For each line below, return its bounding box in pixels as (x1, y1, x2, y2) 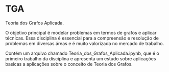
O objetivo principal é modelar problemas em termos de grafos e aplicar (5, 29, 157, 35)
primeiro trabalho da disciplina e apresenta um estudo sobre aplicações (5, 55, 156, 61)
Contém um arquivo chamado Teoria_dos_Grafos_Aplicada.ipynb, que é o (5, 50, 159, 56)
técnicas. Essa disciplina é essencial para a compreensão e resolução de (5, 35, 159, 41)
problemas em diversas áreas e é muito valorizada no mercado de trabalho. (5, 40, 164, 46)
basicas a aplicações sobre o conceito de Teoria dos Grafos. (5, 61, 133, 67)
